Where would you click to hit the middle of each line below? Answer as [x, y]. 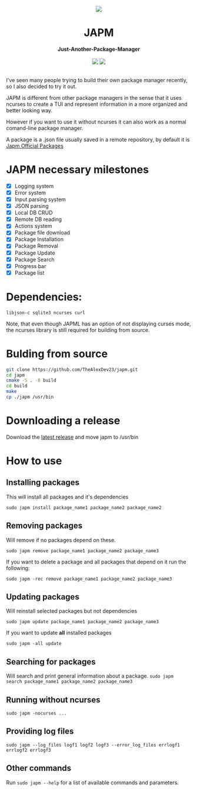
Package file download [42, 233]
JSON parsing [31, 206]
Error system [30, 193]
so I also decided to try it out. [41, 86]
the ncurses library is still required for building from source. [78, 330]
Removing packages [44, 526]
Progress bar [30, 266]
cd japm [16, 375]
